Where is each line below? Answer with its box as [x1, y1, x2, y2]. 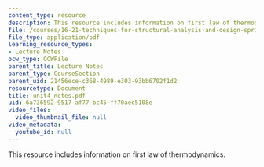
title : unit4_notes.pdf [8, 92, 86, 100]
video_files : [8, 107, 51, 114]
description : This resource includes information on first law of [8, 19, 230, 27]
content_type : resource [8, 11, 86, 20]
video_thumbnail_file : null [15, 114, 108, 122]
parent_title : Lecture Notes [8, 63, 104, 71]
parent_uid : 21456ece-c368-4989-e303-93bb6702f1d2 [8, 77, 178, 85]
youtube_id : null [15, 128, 72, 136]
